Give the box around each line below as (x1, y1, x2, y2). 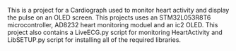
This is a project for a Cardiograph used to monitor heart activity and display (7, 6, 230, 14)
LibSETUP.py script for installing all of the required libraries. (7, 36, 182, 44)
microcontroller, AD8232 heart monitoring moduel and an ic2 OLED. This (7, 21, 218, 29)
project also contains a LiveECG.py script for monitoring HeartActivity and (7, 28, 223, 36)
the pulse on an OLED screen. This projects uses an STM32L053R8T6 (7, 13, 211, 22)
